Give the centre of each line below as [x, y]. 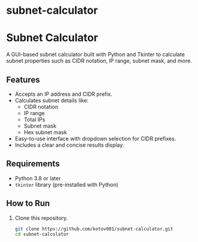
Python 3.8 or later [38, 178]
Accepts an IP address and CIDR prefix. [63, 94]
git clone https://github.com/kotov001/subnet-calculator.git [94, 229]
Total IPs [34, 119]
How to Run [28, 203]
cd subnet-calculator [42, 234]
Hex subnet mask [45, 132]
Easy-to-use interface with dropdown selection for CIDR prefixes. [95, 138]
